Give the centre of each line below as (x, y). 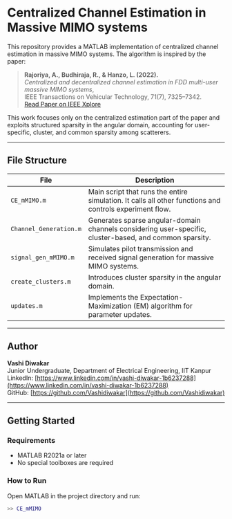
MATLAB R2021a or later (52, 455)
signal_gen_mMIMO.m (42, 257)
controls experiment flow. (129, 209)
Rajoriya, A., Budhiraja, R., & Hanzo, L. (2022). (91, 75)
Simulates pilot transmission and (141, 248)
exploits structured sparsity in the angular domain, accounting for (100, 125)
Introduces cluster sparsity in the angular (155, 277)
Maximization (110, 306)
